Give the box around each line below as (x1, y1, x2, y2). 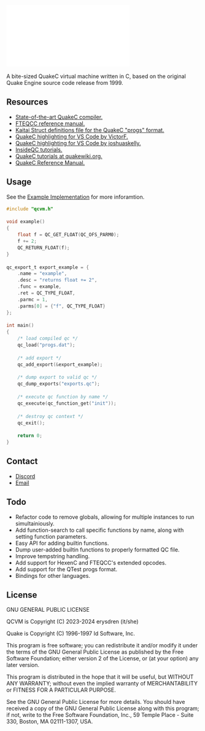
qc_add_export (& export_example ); (17, 362, 103, 368)
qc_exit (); (17, 420, 45, 426)
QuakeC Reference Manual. (15, 159, 85, 166)
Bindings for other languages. (15, 572, 91, 579)
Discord (15, 472, 36, 480)
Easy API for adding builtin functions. (15, 539, 109, 547)
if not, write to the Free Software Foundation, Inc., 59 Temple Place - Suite (6, 711, 194, 719)
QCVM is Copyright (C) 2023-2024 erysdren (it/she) (6, 618, 139, 625)
